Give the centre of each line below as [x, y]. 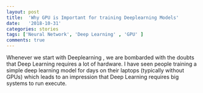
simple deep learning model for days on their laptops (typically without [95, 70]
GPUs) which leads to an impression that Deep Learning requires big [93, 77]
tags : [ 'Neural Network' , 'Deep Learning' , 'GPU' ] [75, 35]
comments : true [26, 40]
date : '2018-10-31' [34, 23]
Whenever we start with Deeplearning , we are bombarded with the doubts [100, 57]
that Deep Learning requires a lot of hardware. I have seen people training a [102, 64]
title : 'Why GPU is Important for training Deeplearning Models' [93, 18]
